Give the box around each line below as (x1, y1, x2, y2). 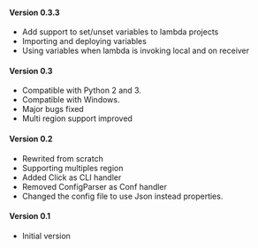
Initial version (21, 230, 71, 241)
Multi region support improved (21, 113, 133, 124)
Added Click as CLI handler (21, 172, 122, 183)
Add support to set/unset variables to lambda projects (21, 26, 219, 37)
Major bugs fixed (21, 104, 84, 115)
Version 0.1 (9, 211, 51, 222)
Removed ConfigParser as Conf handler (21, 181, 168, 192)
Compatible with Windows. (21, 94, 120, 105)
